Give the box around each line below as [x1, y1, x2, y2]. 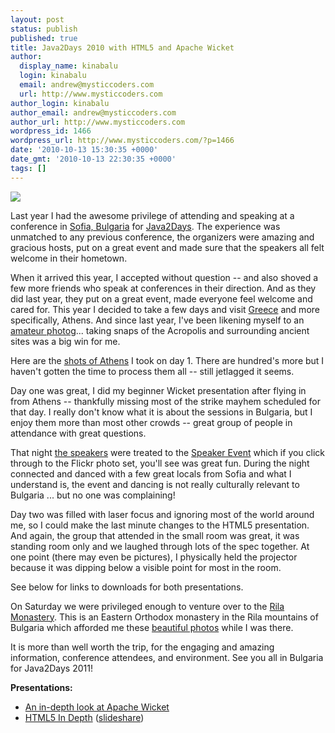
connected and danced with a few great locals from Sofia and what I [10, 467, 292, 480]
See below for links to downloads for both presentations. [10, 581, 244, 593]
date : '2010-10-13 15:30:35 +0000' [10, 145, 159, 155]
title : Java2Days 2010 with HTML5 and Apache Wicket [10, 42, 235, 53]
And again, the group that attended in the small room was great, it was [10, 529, 300, 541]
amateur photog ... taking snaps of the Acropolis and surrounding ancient [10, 324, 310, 336]
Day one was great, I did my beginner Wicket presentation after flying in [10, 384, 307, 396]
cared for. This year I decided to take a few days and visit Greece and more [10, 303, 320, 315]
